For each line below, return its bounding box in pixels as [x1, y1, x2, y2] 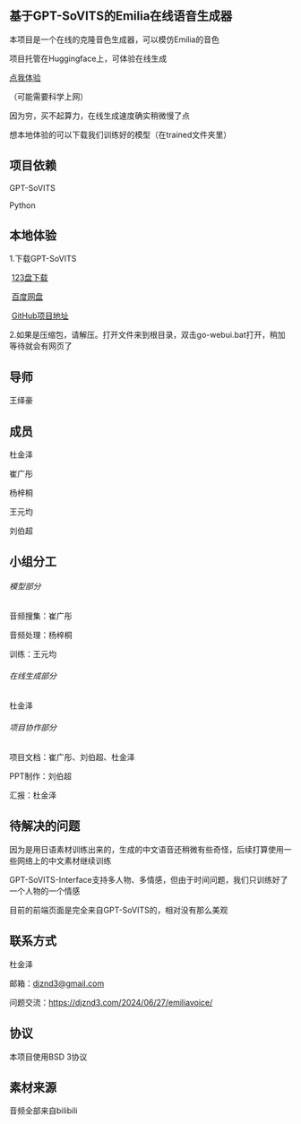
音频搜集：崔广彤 [9, 610, 73, 621]
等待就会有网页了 [9, 341, 73, 351]
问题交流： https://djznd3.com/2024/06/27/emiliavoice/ [9, 997, 213, 1007]
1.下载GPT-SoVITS [9, 254, 77, 264]
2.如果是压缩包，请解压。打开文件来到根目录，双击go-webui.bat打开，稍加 [9, 330, 286, 341]
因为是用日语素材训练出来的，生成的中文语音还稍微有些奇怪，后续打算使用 [9, 843, 284, 854]
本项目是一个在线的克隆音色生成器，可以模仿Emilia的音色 [9, 34, 219, 45]
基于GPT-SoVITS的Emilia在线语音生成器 [9, 8, 233, 24]
